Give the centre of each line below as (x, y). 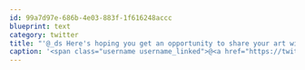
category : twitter (44, 35)
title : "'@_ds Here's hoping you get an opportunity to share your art (148, 43)
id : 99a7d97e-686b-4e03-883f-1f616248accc (91, 18)
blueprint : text (40, 26)
